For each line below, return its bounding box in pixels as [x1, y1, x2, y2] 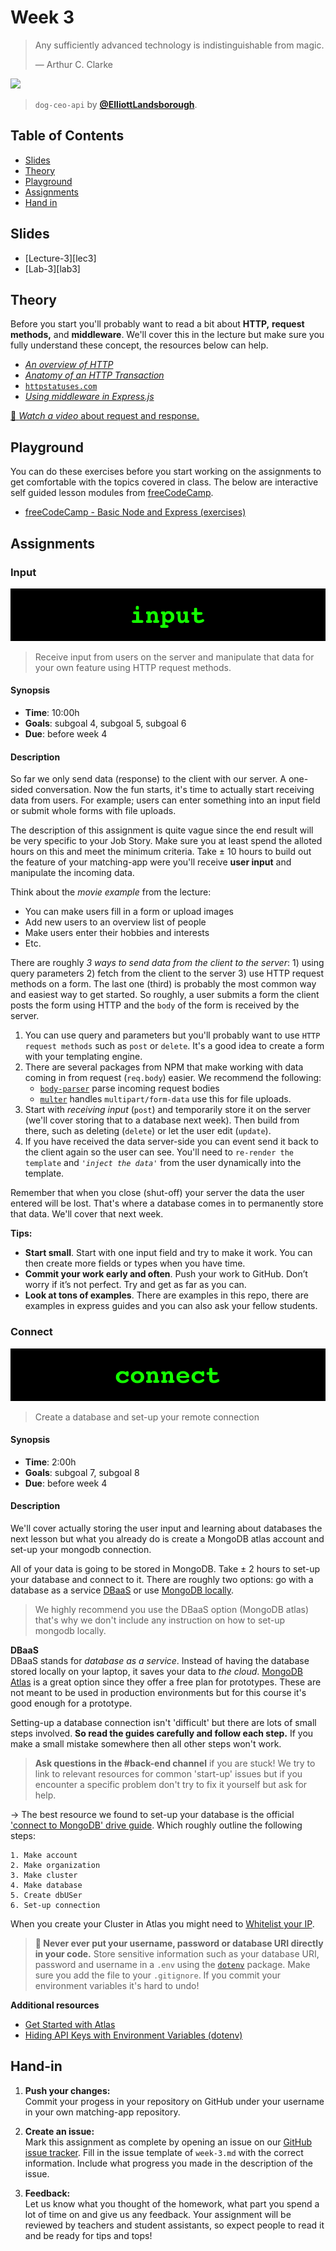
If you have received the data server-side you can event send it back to [24, 1136, 319, 1148]
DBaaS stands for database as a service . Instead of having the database [10, 1654, 310, 1666]
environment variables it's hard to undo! [34, 1979, 200, 1991]
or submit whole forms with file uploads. [10, 805, 177, 817]
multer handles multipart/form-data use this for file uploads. [39, 1093, 292, 1105]
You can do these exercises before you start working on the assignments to [10, 466, 322, 478]
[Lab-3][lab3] [24, 262, 81, 275]
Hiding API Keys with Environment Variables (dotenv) [24, 2029, 243, 2041]
